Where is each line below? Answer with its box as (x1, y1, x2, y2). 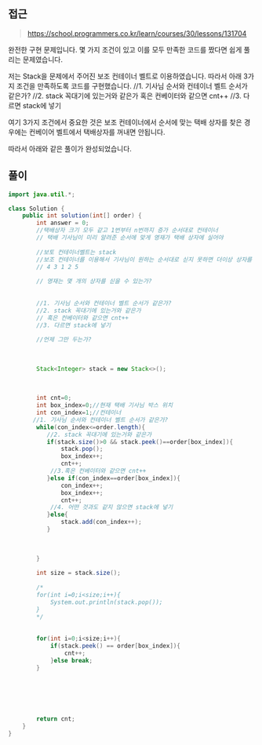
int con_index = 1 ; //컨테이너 (36, 409, 122, 416)
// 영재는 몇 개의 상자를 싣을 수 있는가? (36, 278, 152, 285)
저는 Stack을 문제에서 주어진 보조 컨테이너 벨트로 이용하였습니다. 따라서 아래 (8, 71, 242, 81)
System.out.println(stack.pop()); (49, 598, 163, 606)
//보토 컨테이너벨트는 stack (36, 248, 117, 256)
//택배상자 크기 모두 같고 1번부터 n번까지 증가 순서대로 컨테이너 (36, 227, 218, 234)
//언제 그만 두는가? (36, 336, 92, 343)
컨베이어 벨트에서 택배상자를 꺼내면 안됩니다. (28, 127, 166, 136)
